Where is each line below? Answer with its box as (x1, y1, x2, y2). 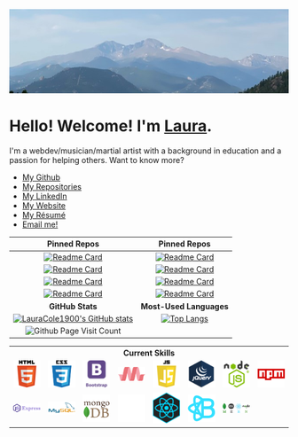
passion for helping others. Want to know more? (9, 154, 184, 165)
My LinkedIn (21, 191, 68, 201)
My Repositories (21, 181, 82, 191)
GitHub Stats (48, 300, 98, 311)
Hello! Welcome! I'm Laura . (9, 116, 213, 137)
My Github (21, 172, 60, 183)
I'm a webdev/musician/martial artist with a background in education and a (9, 145, 282, 156)
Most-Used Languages (140, 300, 229, 311)
